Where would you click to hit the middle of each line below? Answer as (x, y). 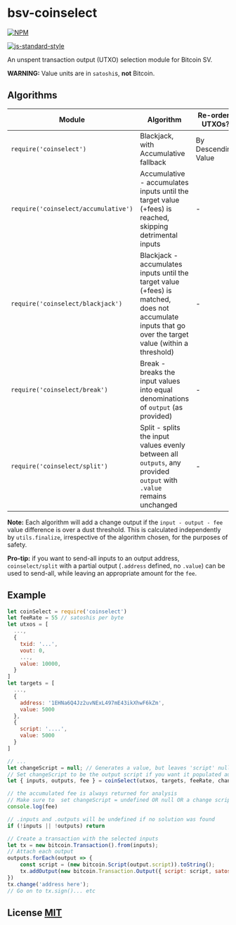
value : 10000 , (40, 664)
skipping (154, 226)
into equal (157, 389)
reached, (155, 217)
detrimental (159, 235)
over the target (164, 334)
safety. (17, 544)
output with (159, 480)
